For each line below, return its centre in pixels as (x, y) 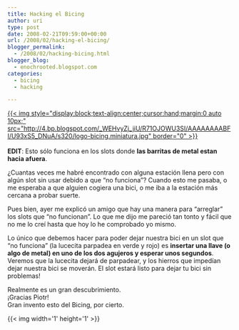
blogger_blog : (29, 61)
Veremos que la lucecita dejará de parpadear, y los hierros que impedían (114, 261)
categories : (25, 73)
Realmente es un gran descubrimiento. (64, 290)
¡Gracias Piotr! (28, 297)
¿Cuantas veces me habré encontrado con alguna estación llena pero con (116, 172)
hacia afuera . (27, 159)
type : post (24, 27)
